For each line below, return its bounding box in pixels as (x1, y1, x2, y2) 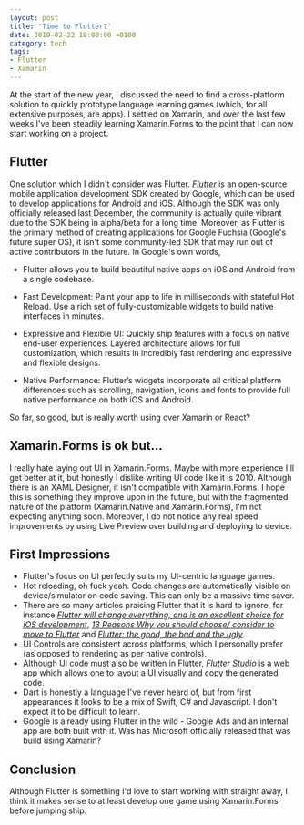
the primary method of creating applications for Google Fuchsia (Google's (9, 227, 287, 238)
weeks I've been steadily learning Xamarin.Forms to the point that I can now (9, 117, 294, 128)
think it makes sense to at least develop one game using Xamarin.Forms (9, 796, 279, 807)
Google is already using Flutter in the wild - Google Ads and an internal (22, 716, 289, 727)
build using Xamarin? (22, 735, 102, 747)
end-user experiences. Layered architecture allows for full (22, 338, 241, 349)
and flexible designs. (22, 357, 101, 368)
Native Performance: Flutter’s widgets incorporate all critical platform (22, 374, 282, 385)
